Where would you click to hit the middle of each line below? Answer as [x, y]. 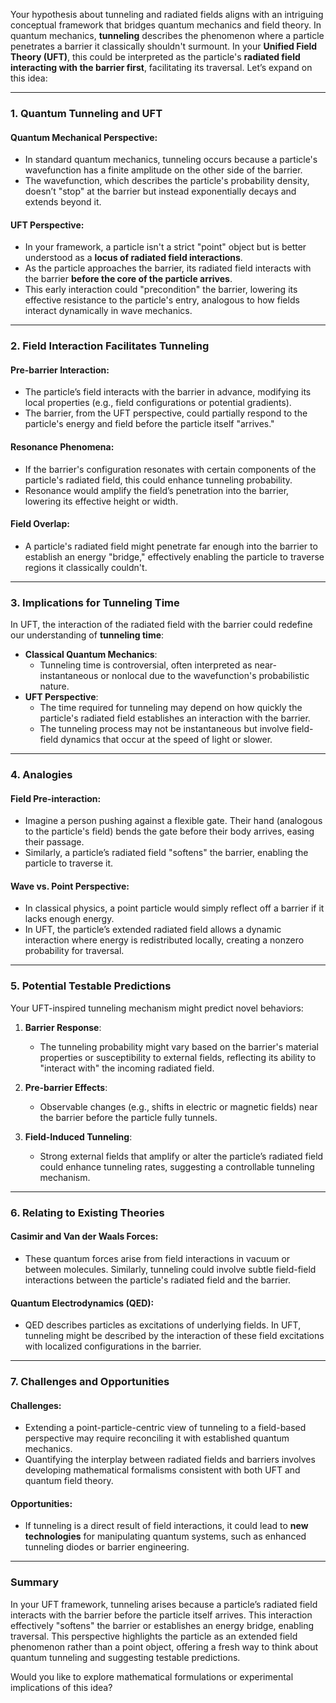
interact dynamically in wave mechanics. [108, 311]
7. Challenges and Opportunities [90, 1382]
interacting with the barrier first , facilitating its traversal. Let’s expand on [161, 67]
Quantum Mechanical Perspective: [84, 137]
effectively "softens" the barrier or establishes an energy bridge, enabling [162, 1625]
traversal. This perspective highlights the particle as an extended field [154, 1636]
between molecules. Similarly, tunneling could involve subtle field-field [170, 1269]
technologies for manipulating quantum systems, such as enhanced [165, 1536]
